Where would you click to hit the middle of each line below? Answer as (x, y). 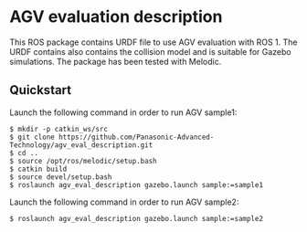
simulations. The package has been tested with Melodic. (116, 61)
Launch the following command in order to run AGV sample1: (123, 112)
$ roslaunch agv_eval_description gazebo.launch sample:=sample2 (136, 218)
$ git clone (32, 137)
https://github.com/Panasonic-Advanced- (136, 137)
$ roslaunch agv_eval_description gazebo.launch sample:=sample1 (136, 185)
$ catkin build (38, 169)
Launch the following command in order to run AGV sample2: (124, 202)
